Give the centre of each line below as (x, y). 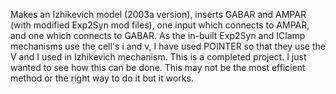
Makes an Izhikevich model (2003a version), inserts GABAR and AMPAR (158, 14)
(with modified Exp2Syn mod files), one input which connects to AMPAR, (160, 25)
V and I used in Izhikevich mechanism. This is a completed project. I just (158, 57)
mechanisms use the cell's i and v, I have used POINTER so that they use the (168, 46)
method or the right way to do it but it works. (102, 78)
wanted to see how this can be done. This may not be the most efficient (158, 67)
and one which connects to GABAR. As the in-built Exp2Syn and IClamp (158, 35)
